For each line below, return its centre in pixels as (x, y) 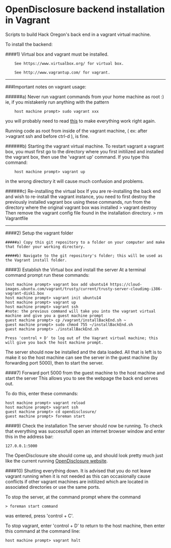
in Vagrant (27, 20)
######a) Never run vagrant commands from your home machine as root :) (85, 97)
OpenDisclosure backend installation (85, 9)
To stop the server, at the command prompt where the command (73, 497)
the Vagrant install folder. (36, 260)
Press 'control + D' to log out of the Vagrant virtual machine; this (82, 338)
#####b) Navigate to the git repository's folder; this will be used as (84, 256)
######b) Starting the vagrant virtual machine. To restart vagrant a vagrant (85, 146)
